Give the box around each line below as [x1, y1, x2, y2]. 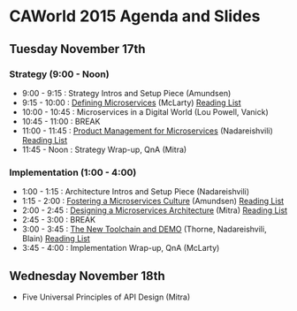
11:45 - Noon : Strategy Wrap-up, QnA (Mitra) [21, 144, 187, 155]
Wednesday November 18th [9, 268, 165, 284]
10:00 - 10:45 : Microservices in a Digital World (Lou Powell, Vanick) [21, 106, 270, 117]
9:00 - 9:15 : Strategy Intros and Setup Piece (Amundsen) [21, 87, 232, 98]
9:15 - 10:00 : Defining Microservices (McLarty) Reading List [21, 97, 241, 108]
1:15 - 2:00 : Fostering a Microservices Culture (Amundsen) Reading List [21, 196, 285, 207]
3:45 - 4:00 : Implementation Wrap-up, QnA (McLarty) [21, 243, 220, 254]
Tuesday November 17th [9, 42, 146, 57]
